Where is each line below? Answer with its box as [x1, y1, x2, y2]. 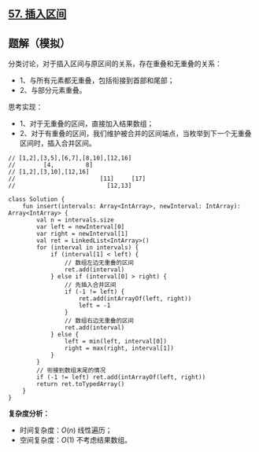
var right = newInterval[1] [36, 230, 128, 238]
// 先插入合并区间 [64, 281, 117, 289]
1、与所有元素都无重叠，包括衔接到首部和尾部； [19, 75, 175, 85]
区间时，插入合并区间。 [19, 138, 96, 148]
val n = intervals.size [36, 216, 114, 224]
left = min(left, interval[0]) [64, 337, 168, 346]
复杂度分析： [8, 409, 50, 418]
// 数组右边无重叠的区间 [64, 317, 134, 325]
